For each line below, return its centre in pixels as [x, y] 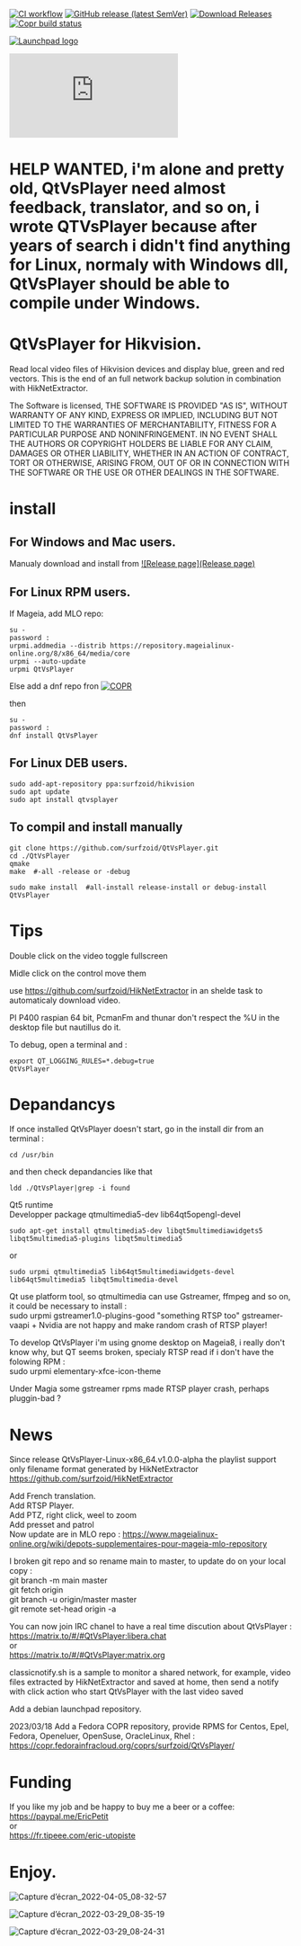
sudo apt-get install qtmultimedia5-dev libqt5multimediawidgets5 [136, 1231]
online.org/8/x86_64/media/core [70, 653]
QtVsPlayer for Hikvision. [106, 344]
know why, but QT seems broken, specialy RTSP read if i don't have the [142, 1352]
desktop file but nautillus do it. [65, 1027]
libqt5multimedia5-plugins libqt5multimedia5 [96, 1239]
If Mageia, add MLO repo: [57, 613]
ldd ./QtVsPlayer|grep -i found [70, 1188]
